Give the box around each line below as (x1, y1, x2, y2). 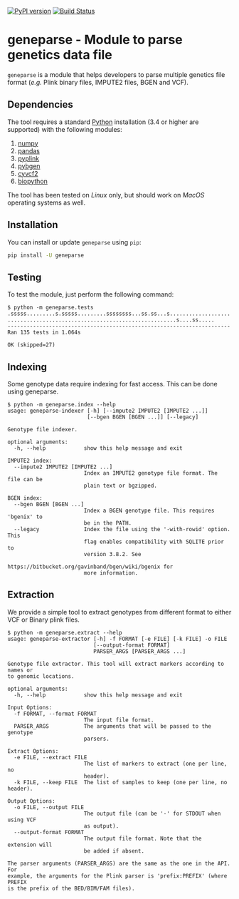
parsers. (83, 735, 110, 742)
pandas (17, 146, 41, 155)
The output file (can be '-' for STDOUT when (83, 810, 221, 817)
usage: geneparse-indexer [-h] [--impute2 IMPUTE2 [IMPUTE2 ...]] (7, 407, 208, 415)
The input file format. (83, 716, 154, 724)
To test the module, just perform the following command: (7, 290, 174, 299)
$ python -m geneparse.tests (7, 304, 94, 312)
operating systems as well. (7, 198, 86, 207)
